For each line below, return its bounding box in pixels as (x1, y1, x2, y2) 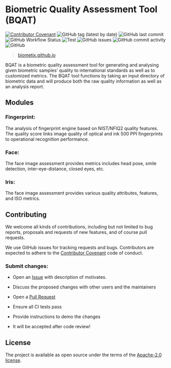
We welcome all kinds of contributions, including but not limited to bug (5, 224, 153, 230)
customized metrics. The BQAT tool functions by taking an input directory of (5, 72, 165, 78)
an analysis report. (5, 83, 44, 90)
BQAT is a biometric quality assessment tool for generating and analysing (5, 62, 159, 68)
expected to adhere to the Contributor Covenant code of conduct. (5, 250, 144, 256)
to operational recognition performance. (5, 136, 89, 142)
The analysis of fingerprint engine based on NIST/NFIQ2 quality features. (5, 125, 159, 131)
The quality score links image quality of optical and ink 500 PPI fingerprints (5, 130, 163, 137)
